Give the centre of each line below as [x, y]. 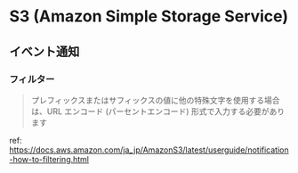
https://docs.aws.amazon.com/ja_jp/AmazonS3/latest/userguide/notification [149, 150]
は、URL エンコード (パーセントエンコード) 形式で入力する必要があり [158, 111]
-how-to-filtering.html [49, 159]
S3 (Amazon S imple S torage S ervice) [149, 16]
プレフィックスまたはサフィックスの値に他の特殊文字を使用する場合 [155, 100]
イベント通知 [44, 51]
